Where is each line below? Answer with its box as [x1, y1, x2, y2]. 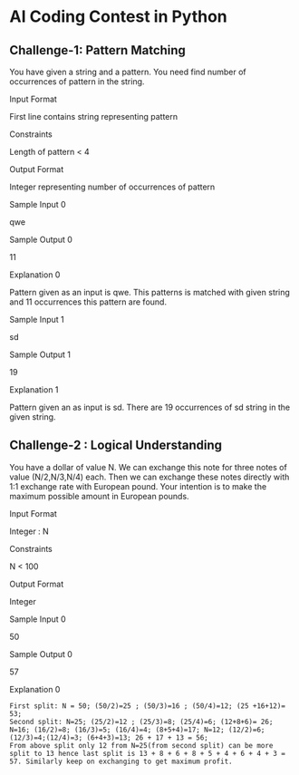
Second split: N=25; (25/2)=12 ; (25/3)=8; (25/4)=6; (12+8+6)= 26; [9, 717, 274, 726]
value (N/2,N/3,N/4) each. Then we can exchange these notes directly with [9, 471, 290, 482]
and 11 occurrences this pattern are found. [9, 296, 168, 307]
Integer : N [9, 526, 50, 537]
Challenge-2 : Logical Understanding [9, 438, 223, 453]
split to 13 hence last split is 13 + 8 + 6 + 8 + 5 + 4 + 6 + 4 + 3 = [9, 749, 285, 758]
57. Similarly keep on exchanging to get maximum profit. [9, 757, 233, 766]
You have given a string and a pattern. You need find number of [9, 66, 246, 77]
